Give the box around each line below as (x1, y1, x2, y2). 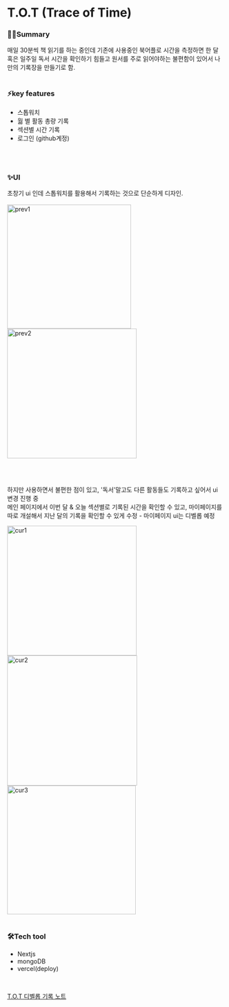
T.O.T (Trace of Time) (7, 5, 132, 21)
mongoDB (17, 957, 46, 966)
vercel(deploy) (17, 965, 59, 973)
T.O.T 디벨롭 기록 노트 (7, 992, 67, 1001)
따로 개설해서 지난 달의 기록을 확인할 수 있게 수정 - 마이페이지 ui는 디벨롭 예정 (7, 512, 215, 520)
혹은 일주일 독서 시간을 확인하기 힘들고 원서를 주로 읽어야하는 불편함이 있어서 (7, 55, 214, 63)
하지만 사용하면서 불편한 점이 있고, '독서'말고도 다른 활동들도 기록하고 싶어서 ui (7, 486, 219, 494)
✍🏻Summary (7, 30, 50, 39)
